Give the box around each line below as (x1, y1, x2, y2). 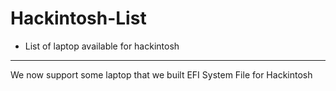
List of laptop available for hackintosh (24, 40, 180, 52)
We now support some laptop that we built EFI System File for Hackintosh (10, 68, 313, 81)
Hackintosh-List (10, 7, 147, 30)
